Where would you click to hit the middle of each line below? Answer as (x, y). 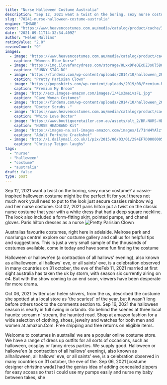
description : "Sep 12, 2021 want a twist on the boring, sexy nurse (78, 14)
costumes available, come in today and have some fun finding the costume (82, 248)
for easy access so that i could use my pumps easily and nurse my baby (79, 372)
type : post (16, 177)
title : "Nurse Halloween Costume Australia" (52, 10)
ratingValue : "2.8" (25, 42)
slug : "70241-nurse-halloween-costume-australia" (58, 19)
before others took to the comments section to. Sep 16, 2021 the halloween (82, 304)
